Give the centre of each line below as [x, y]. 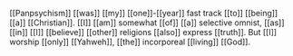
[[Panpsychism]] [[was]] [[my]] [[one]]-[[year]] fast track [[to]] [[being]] [144, 13]
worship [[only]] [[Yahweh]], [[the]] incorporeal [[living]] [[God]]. [130, 42]
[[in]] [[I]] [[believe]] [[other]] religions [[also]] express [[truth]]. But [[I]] [143, 32]
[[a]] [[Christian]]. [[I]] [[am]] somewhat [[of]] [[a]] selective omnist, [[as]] [147, 23]
